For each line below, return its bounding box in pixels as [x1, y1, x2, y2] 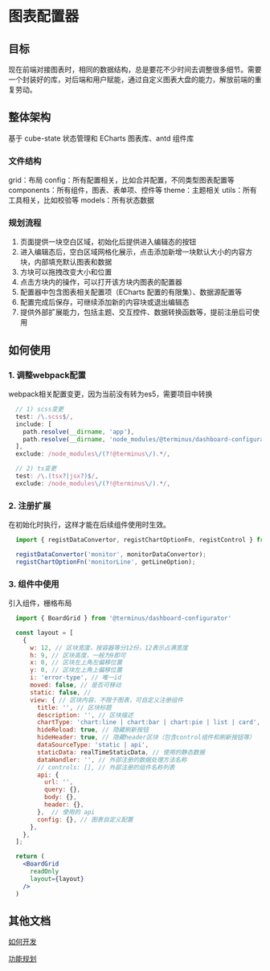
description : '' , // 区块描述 [37, 711, 134, 719]
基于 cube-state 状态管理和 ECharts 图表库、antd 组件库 [8, 133, 194, 143]
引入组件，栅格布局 [8, 598, 72, 608]
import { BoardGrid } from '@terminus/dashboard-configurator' [15, 614, 231, 623]
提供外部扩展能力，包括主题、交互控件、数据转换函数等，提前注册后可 [19, 307, 253, 318]
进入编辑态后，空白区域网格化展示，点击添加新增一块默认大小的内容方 [19, 247, 253, 257]
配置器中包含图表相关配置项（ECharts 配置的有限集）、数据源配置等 [19, 287, 243, 297]
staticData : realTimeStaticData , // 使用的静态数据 [37, 748, 206, 756]
